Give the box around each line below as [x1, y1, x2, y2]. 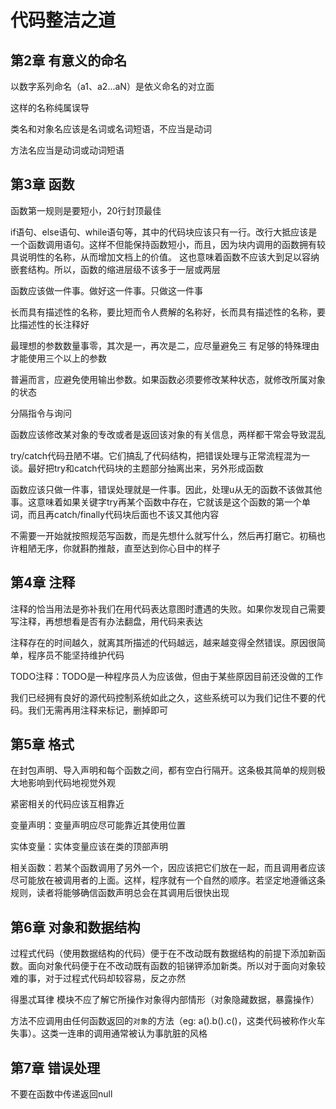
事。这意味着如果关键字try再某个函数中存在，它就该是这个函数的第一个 [10, 496, 302, 508]
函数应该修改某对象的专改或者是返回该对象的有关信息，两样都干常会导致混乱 [10, 428, 326, 440]
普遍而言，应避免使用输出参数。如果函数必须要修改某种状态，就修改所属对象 [10, 373, 326, 385]
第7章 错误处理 [10, 1059, 101, 1076]
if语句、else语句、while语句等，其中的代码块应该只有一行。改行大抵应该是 [10, 226, 318, 238]
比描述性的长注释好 [10, 318, 90, 330]
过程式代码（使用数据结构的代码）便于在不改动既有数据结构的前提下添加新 [10, 947, 317, 960]
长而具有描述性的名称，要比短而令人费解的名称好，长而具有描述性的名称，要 [10, 306, 326, 318]
